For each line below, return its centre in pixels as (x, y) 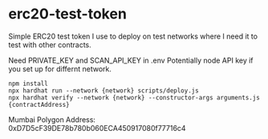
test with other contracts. (50, 44)
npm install (28, 84)
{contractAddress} (39, 104)
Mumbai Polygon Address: (52, 119)
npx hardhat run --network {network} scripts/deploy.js (104, 90)
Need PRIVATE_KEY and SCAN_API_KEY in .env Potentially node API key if (131, 60)
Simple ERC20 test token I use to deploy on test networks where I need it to (133, 36)
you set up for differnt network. (60, 68)
